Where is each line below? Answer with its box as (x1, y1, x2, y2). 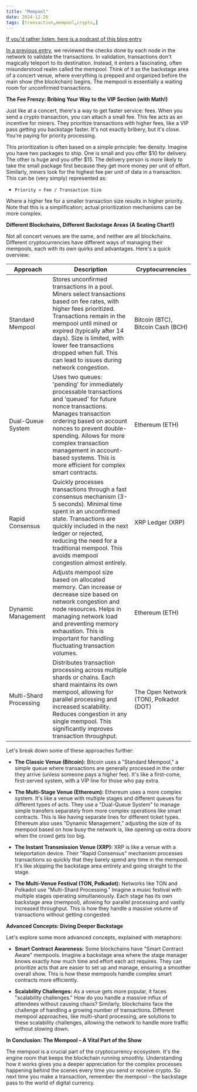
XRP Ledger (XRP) (134, 518, 185, 526)
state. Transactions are (52, 515, 116, 523)
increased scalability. (52, 703, 111, 711)
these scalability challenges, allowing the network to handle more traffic (14, 1019, 189, 1026)
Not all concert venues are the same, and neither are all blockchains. (6, 233, 172, 240)
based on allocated (52, 576, 106, 584)
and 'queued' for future (52, 395, 117, 403)
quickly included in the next (52, 522, 128, 530)
